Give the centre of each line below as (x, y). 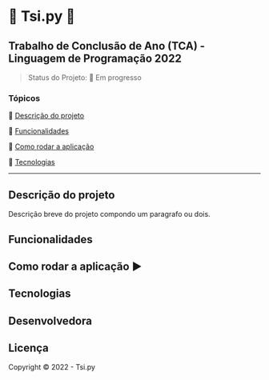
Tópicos (24, 98)
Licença (29, 348)
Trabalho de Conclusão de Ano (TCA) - (107, 46)
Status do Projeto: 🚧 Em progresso (84, 78)
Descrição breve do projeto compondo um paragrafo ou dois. (109, 214)
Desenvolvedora (50, 320)
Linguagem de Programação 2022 (95, 58)
